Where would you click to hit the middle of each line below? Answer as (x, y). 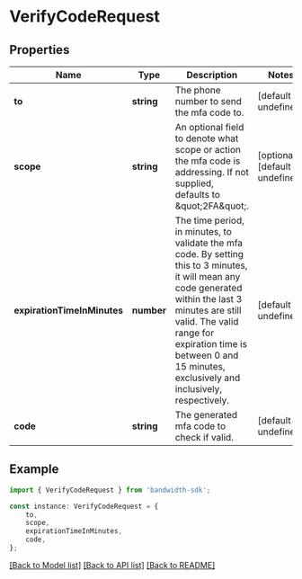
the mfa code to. (209, 112)
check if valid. (204, 437)
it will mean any (208, 276)
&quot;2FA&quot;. (212, 206)
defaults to (197, 195)
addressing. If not (212, 172)
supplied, (194, 183)
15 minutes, (200, 366)
